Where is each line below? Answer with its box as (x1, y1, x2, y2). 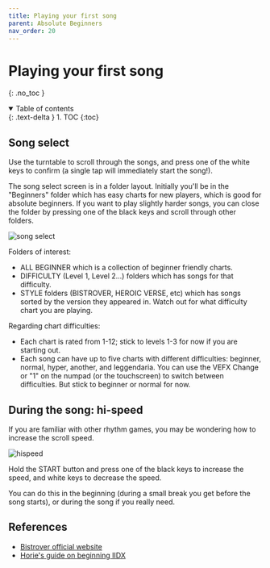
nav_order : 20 (8, 27, 56, 35)
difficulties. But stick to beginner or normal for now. (19, 380, 191, 390)
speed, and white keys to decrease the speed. (8, 473, 162, 482)
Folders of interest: (8, 247, 71, 257)
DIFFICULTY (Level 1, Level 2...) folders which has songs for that (19, 271, 234, 281)
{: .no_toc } (8, 88, 45, 98)
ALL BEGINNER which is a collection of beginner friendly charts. (19, 263, 234, 273)
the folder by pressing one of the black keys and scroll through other (8, 207, 236, 217)
